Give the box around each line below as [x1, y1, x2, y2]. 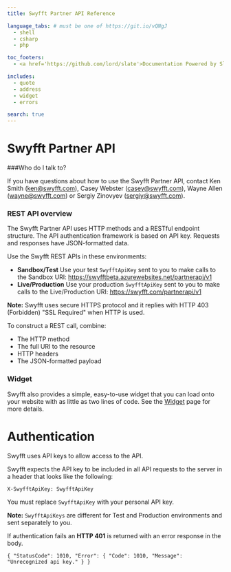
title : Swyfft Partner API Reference [7, 10, 115, 17]
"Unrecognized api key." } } [7, 558, 91, 565]
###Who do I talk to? [7, 163, 67, 172]
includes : [7, 73, 36, 80]
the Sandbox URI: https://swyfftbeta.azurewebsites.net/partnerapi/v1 [16, 273, 212, 281]
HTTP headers [16, 349, 58, 358]
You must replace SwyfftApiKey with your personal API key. [7, 498, 174, 506]
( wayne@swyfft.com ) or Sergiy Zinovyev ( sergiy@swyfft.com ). [7, 192, 186, 200]
